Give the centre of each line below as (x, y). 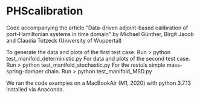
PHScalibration (45, 11)
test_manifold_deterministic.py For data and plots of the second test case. (98, 58)
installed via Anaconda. (35, 89)
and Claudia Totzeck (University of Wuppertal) (64, 40)
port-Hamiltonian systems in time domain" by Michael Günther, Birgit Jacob (100, 34)
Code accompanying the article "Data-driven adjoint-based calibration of (97, 28)
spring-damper (25, 71)
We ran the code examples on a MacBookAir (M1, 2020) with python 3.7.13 (99, 83)
